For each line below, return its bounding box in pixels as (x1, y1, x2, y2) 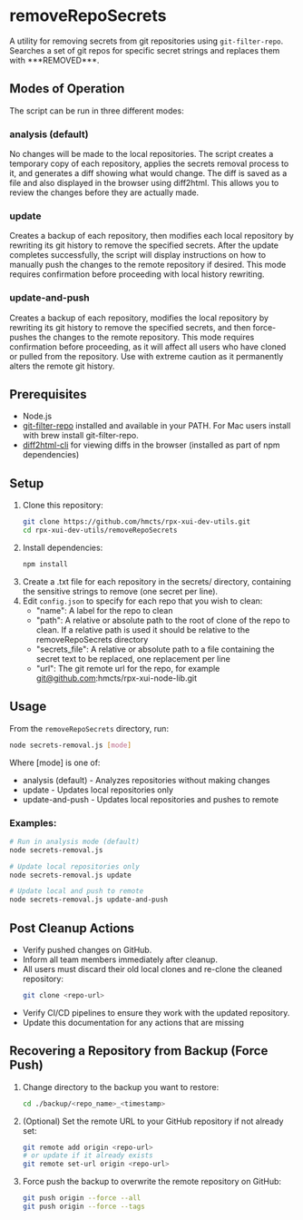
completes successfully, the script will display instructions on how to (9, 250, 266, 261)
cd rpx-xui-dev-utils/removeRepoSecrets (22, 526, 178, 536)
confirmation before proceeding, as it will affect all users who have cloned (9, 341, 287, 352)
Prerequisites (9, 387, 87, 402)
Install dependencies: (22, 542, 103, 554)
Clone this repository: (22, 500, 103, 511)
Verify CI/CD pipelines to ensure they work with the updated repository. (22, 1007, 290, 1018)
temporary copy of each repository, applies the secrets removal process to (9, 158, 289, 169)
